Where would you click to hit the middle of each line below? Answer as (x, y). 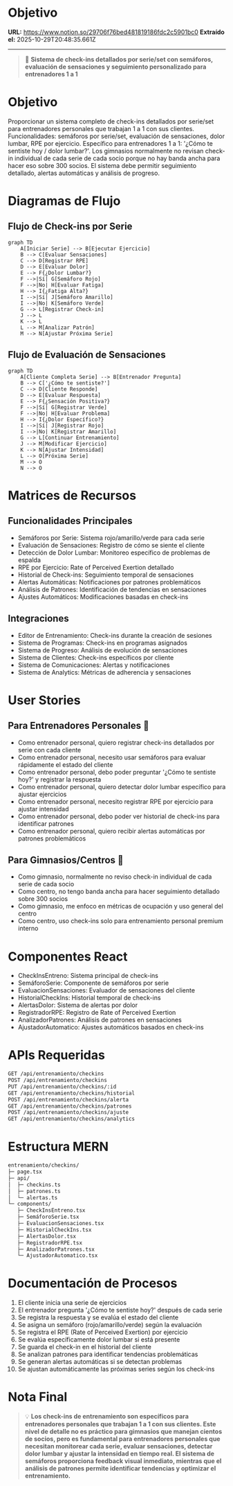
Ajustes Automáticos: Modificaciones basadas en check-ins (103, 597)
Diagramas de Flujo (64, 201)
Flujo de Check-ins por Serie (70, 227)
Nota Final (38, 1397)
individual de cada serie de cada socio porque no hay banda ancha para (117, 158)
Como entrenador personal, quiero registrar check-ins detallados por (116, 742)
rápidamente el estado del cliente (65, 764)
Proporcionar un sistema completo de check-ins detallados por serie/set (111, 121)
